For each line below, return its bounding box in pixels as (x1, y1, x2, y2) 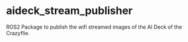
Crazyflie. (6, 29, 30, 36)
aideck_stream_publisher (6, 4, 133, 17)
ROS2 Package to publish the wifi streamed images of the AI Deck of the (6, 23, 183, 30)
